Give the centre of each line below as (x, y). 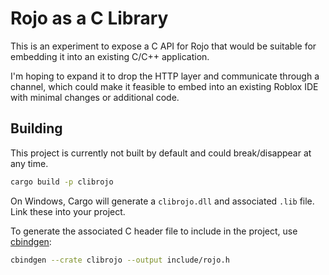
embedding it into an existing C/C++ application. (110, 56)
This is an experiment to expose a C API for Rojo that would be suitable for (163, 46)
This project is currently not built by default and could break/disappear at (161, 153)
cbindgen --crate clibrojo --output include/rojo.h (120, 260)
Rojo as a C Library (89, 18)
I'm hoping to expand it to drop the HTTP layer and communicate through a (165, 76)
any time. (29, 163)
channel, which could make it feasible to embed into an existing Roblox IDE (164, 86)
